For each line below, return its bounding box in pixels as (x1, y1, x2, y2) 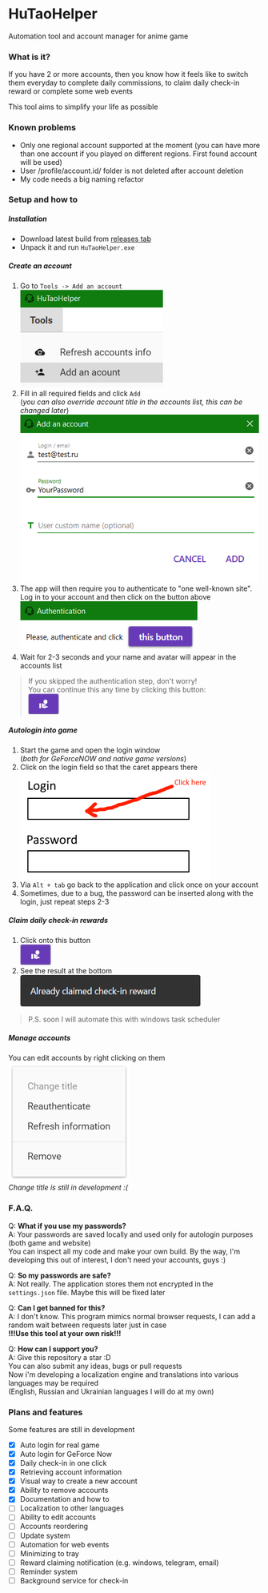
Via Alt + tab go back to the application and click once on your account (19, 880, 258, 889)
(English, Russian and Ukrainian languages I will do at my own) (8, 1386, 214, 1396)
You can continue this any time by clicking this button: (27, 685, 206, 695)
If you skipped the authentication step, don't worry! (27, 676, 198, 686)
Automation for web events (19, 1539, 110, 1549)
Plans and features (8, 1406, 83, 1418)
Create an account (8, 261, 72, 271)
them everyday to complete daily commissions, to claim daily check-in (8, 78, 240, 88)
